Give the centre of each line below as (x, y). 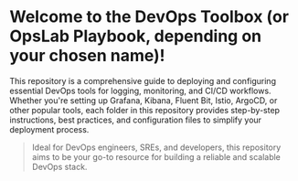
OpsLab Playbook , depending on (136, 36)
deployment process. (49, 129)
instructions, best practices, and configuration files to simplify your (136, 120)
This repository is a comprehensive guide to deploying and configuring (143, 80)
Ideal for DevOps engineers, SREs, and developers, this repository (156, 147)
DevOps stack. (59, 166)
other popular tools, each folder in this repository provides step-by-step (145, 110)
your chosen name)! (88, 56)
